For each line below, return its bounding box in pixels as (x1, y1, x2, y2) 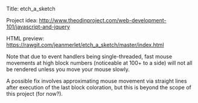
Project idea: (6, 17, 38, 23)
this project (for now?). (6, 90, 63, 97)
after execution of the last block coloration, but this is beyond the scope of (6, 84, 191, 91)
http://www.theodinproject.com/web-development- (39, 17, 167, 23)
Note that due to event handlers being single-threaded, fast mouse (6, 53, 173, 60)
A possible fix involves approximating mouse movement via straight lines (6, 78, 187, 84)
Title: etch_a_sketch (6, 5, 56, 12)
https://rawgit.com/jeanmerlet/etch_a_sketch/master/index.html (6, 42, 164, 48)
